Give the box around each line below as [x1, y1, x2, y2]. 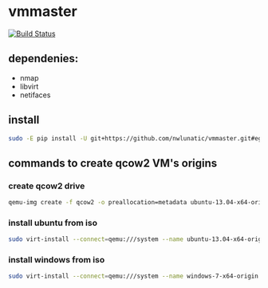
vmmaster [8, 2, 77, 21]
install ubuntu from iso [8, 217, 98, 228]
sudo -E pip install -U [8, 134, 88, 142]
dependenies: [8, 52, 79, 65]
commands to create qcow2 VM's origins [8, 156, 218, 170]
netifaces [19, 90, 51, 100]
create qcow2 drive [8, 180, 85, 191]
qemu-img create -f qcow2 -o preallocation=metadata [8, 199, 187, 207]
